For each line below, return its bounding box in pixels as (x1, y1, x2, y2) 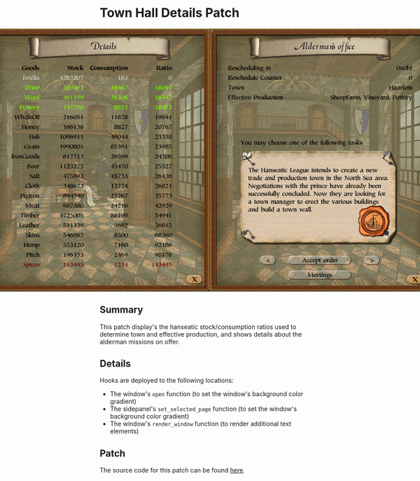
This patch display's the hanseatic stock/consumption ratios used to (99, 323, 297, 331)
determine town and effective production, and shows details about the (99, 330, 302, 338)
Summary (99, 304, 143, 316)
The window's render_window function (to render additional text (109, 419, 292, 428)
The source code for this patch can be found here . (99, 466, 245, 475)
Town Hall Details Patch (99, 5, 240, 21)
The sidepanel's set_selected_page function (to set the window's (109, 405, 297, 413)
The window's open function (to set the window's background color (109, 390, 304, 398)
